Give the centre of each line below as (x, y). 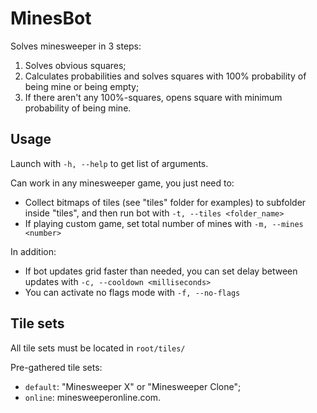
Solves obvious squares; (75, 65)
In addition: (33, 251)
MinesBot (51, 18)
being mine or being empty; (82, 86)
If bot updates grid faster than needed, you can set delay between (161, 271)
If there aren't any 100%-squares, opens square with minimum (153, 97)
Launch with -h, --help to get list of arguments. (109, 163)
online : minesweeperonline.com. (93, 397)
